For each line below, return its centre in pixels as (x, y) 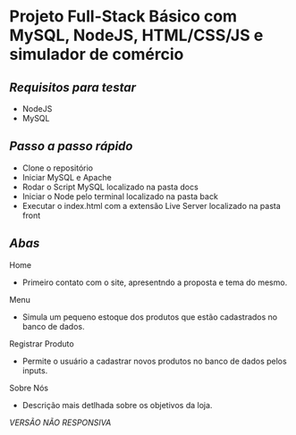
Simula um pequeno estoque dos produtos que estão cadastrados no (150, 317)
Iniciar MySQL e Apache (67, 177)
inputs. (35, 370)
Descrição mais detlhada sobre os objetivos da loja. (117, 405)
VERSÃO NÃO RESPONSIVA (60, 422)
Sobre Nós (29, 388)
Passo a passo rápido (71, 146)
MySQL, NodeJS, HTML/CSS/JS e (136, 35)
